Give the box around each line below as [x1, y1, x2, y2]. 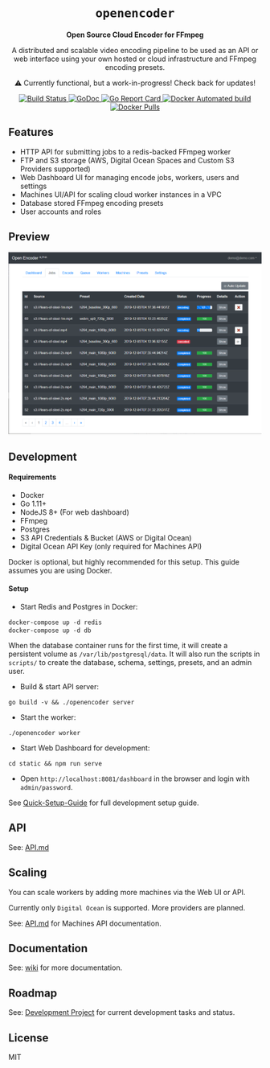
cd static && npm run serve [8, 759, 103, 767]
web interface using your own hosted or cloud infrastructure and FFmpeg [13, 54, 257, 64]
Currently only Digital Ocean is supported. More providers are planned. [8, 902, 246, 912]
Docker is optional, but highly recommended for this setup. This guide [8, 557, 239, 566]
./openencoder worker [8, 729, 81, 737]
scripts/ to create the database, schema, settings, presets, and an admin [8, 657, 252, 667]
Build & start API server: [19, 681, 99, 691]
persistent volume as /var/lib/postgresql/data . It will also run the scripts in [8, 649, 260, 659]
